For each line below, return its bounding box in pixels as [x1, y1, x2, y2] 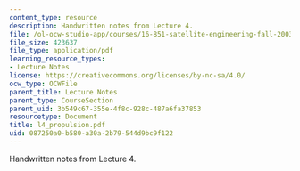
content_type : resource [9, 12, 98, 22]
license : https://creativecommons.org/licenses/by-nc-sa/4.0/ [9, 71, 246, 80]
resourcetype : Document [9, 112, 98, 121]
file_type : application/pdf [9, 46, 114, 55]
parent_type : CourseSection [9, 95, 114, 105]
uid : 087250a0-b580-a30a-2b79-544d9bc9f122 [9, 129, 174, 138]
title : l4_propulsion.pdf [9, 121, 105, 130]
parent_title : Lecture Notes [9, 87, 118, 96]
